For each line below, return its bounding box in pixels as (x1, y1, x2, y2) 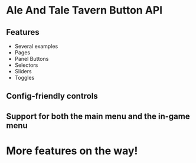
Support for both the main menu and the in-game (6, 111, 190, 121)
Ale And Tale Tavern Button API (6, 4, 163, 17)
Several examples (14, 43, 58, 50)
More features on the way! (6, 144, 138, 157)
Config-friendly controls (6, 91, 99, 101)
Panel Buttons (14, 56, 49, 62)
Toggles (14, 74, 35, 81)
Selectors (14, 61, 38, 69)
